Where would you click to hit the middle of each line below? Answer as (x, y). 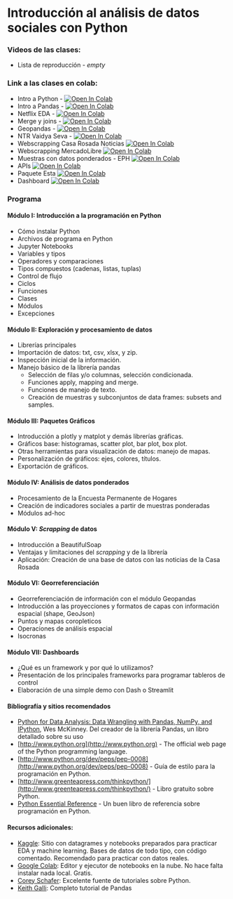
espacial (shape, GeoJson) (56, 613)
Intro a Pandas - (41, 106)
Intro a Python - (40, 98)
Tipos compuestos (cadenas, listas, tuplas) (79, 268)
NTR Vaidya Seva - (44, 136)
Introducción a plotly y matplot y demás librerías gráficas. (100, 436)
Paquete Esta (36, 173)
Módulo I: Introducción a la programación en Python (84, 216)
